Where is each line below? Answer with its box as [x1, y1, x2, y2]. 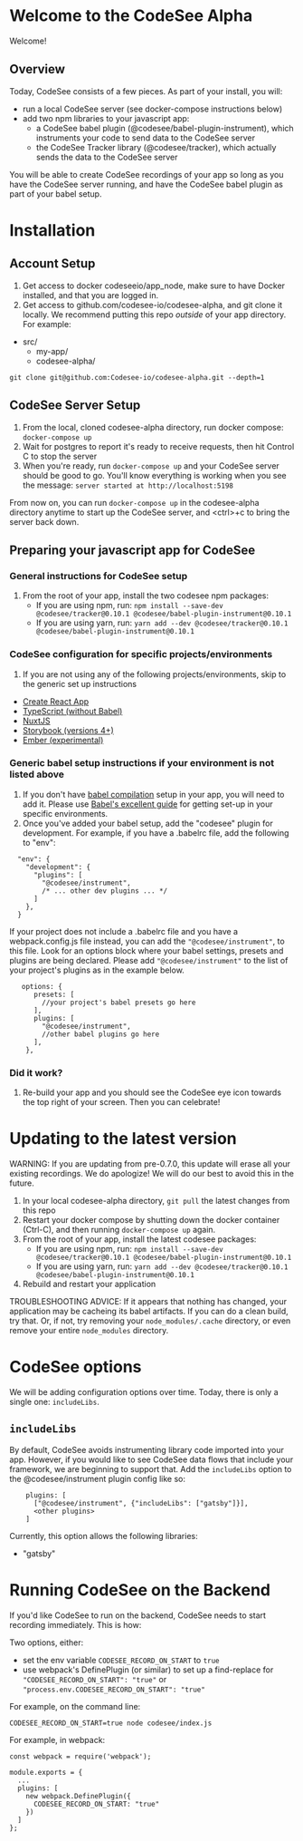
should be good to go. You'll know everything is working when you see [22, 470, 287, 480]
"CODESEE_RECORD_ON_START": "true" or [22, 1673, 167, 1684]
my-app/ [35, 345, 69, 356]
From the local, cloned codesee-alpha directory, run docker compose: [22, 421, 284, 432]
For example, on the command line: [9, 1701, 141, 1711]
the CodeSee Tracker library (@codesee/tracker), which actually [35, 141, 277, 152]
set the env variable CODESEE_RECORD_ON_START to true [22, 1654, 220, 1665]
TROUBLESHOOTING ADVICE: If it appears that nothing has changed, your [9, 1296, 288, 1307]
